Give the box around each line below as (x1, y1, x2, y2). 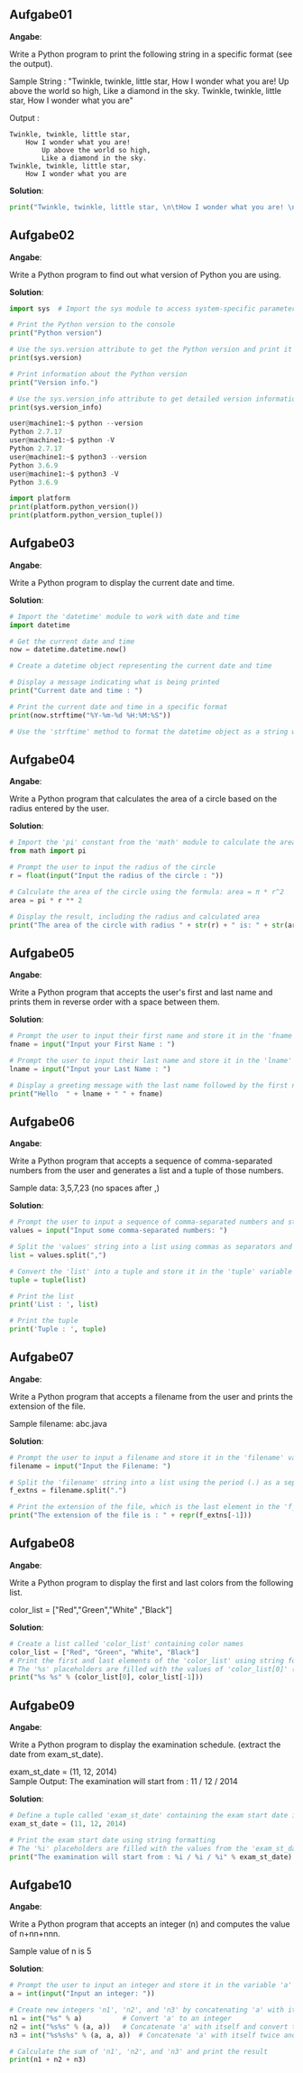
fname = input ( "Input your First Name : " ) (9, 1040, 176, 1050)
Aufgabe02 (9, 227, 75, 243)
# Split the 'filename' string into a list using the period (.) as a (9, 1477, 280, 1487)
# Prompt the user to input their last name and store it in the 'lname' (9, 1056, 293, 1065)
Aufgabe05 (9, 945, 75, 960)
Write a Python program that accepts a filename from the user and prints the (9, 1391, 293, 1402)
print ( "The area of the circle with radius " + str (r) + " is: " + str (9, 921, 284, 930)
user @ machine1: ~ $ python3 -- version (9, 452, 147, 461)
